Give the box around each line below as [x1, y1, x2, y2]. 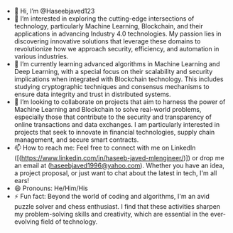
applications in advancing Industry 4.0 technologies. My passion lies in [13, 29, 222, 38]
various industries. [13, 52, 69, 61]
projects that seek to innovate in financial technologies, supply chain [13, 128, 215, 136]
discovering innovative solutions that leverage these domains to [13, 37, 201, 46]
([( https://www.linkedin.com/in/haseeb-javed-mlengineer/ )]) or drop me [13, 154, 225, 162]
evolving [13, 217, 40, 226]
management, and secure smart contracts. [13, 135, 139, 144]
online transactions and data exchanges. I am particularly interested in [13, 120, 220, 128]
